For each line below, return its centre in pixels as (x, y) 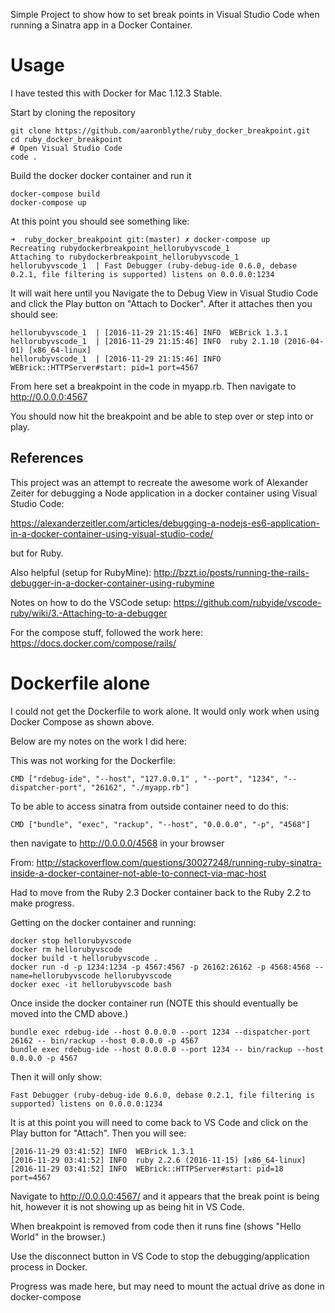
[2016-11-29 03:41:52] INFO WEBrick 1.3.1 (102, 1151)
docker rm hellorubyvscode (66, 949)
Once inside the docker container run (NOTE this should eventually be (154, 1003)
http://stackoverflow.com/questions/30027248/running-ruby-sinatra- (179, 862)
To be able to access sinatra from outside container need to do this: (149, 806)
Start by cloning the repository (73, 112)
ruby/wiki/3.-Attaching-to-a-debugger (89, 613)
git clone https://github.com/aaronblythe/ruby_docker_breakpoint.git (160, 130)
